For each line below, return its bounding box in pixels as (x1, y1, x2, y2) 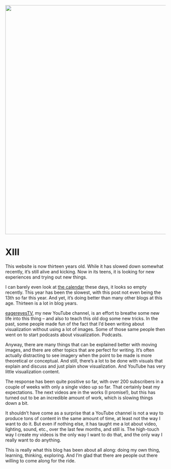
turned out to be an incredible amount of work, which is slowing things (5, 395, 153, 401)
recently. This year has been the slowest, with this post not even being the (5, 289, 161, 295)
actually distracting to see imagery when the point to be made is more (5, 352, 152, 358)
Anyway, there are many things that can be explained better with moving (5, 341, 157, 347)
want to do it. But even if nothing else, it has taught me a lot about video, (5, 421, 157, 427)
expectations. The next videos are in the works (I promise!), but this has (5, 389, 156, 395)
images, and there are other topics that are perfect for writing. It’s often (5, 347, 154, 353)
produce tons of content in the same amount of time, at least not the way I (5, 415, 161, 421)
